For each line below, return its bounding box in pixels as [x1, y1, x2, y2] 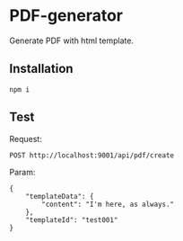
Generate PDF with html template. [9, 35, 135, 46]
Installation [9, 61, 74, 76]
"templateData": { [25, 192, 94, 201]
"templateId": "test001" [25, 215, 118, 225]
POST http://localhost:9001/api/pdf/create [9, 150, 175, 160]
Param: [9, 166, 36, 177]
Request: [9, 133, 42, 144]
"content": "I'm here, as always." [41, 200, 175, 209]
